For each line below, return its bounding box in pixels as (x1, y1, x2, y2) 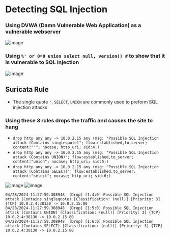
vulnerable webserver (5, 28, 61, 35)
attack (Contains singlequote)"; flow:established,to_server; (12, 140, 148, 145)
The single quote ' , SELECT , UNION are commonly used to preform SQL (12, 98, 158, 105)
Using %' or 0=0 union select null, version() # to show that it (5, 52, 165, 60)
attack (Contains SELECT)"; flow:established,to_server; (12, 169, 136, 174)
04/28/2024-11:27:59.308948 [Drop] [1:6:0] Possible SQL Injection (5, 219, 154, 224)
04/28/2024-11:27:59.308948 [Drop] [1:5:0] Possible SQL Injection (5, 205, 154, 210)
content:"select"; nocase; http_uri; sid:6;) (12, 173, 111, 178)
